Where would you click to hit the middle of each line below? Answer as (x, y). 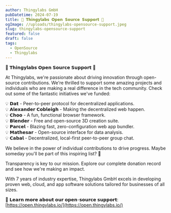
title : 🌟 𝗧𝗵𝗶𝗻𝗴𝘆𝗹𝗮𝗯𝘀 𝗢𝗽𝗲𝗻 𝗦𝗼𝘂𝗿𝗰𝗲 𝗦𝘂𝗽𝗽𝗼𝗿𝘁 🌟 (55, 19)
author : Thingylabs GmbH (32, 10)
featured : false (22, 34)
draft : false (19, 39)
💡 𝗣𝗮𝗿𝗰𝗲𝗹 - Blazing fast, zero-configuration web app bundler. (70, 126)
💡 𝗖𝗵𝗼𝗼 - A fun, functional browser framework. (55, 115)
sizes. (11, 190)
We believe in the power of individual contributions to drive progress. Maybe (86, 148)
